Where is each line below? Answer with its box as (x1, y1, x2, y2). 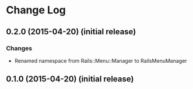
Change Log (6, 3, 66, 17)
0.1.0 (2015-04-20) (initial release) (6, 74, 134, 84)
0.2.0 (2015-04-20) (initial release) (6, 27, 136, 37)
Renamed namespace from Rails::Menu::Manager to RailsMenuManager (14, 57, 188, 64)
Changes (6, 44, 33, 52)
